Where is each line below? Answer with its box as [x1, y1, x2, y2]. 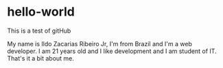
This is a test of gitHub [7, 27, 71, 35]
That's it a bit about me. [7, 54, 74, 62]
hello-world [7, 4, 75, 20]
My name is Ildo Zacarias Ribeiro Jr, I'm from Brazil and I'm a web [7, 39, 192, 48]
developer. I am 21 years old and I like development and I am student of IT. [7, 47, 218, 55]
